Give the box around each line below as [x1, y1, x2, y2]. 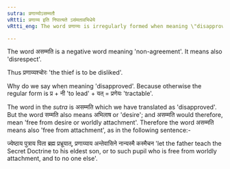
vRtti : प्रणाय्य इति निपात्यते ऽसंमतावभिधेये [7, 16, 96, 23]
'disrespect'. [7, 55, 42, 64]
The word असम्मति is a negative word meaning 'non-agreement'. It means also [7, 47, 222, 55]
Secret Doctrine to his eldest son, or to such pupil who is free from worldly [7, 147, 217, 155]
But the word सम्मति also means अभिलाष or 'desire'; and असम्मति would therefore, [7, 111, 224, 119]
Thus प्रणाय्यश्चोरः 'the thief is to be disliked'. [7, 68, 123, 77]
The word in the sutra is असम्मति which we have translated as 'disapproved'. [7, 103, 217, 112]
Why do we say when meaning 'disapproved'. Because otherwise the [7, 82, 202, 90]
